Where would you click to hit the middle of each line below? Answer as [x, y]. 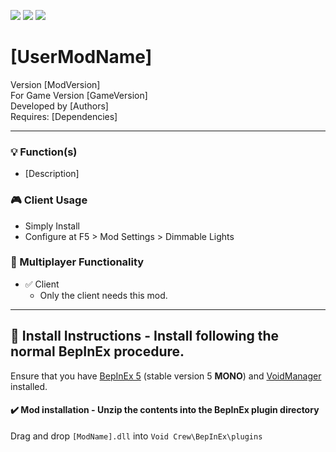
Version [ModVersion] [55, 84]
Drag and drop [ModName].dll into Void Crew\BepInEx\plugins [136, 436]
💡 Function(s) [44, 152]
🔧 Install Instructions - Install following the [145, 336]
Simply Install [52, 226]
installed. [29, 386]
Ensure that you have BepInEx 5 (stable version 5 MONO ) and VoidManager [166, 376]
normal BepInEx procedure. [97, 351]
